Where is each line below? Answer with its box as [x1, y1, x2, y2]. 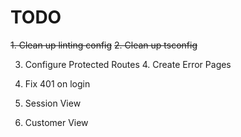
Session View [24, 97, 82, 109]
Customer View [24, 116, 89, 128]
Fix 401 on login [24, 77, 91, 90]
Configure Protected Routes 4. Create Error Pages [24, 58, 232, 70]
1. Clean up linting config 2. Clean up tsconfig [10, 39, 198, 51]
